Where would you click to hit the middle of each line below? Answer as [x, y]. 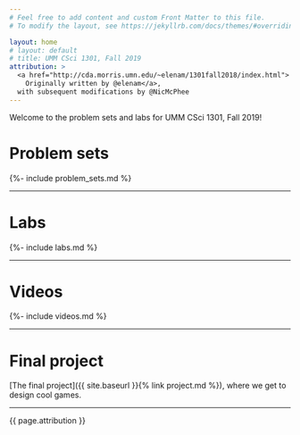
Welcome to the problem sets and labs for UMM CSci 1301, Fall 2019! [136, 117]
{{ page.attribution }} [48, 421]
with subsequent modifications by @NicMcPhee [104, 92]
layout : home [33, 42]
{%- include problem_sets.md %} [71, 178]
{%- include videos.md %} [58, 316]
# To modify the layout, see [63, 26]
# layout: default [43, 50]
